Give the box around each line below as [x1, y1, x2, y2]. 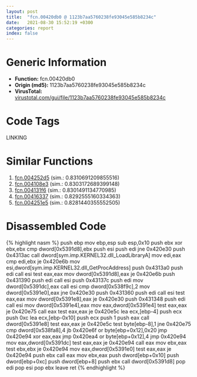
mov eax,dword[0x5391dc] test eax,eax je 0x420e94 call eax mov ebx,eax [6, 339, 187, 346]
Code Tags [6, 115, 60, 128]
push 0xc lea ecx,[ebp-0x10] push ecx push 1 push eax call [6, 314, 150, 321]
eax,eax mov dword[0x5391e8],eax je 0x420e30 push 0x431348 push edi [6, 295, 186, 302]
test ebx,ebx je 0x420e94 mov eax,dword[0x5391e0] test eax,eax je [6, 345, 172, 352]
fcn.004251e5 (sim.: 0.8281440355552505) [14, 199, 121, 206]
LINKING [6, 134, 28, 141]
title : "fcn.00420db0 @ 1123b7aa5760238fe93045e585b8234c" [6, 14, 157, 20]
